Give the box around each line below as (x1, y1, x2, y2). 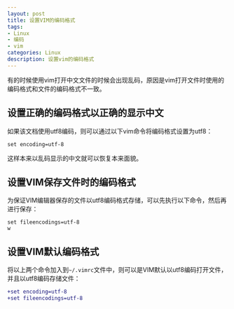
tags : (7, 23, 23, 30)
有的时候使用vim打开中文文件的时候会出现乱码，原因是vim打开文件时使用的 (7, 76, 225, 84)
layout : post (7, 10, 46, 17)
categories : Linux (7, 50, 61, 57)
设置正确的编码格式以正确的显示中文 (7, 107, 164, 119)
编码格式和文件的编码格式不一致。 (7, 85, 106, 93)
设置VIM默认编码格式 (7, 245, 99, 257)
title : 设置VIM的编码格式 (7, 17, 76, 24)
